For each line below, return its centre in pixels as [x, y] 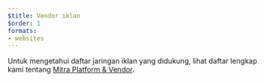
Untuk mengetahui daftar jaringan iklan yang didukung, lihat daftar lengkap [132, 61]
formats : [22, 31]
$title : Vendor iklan [44, 16]
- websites [26, 38]
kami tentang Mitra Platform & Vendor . [71, 70]
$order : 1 [24, 23]
